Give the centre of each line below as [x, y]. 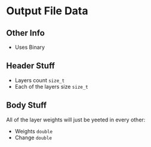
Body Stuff [27, 105]
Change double [33, 137]
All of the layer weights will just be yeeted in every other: [76, 120]
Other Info [25, 33]
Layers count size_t [40, 80]
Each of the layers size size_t [51, 86]
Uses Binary [30, 47]
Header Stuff [31, 66]
